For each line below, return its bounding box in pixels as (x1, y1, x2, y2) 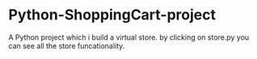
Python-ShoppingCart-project (8, 6, 217, 24)
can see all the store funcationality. (8, 40, 125, 50)
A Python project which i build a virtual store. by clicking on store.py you (8, 32, 250, 42)
